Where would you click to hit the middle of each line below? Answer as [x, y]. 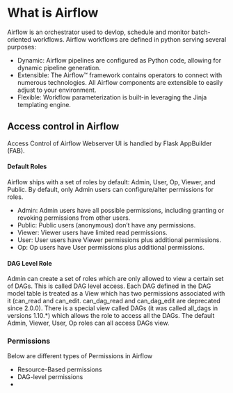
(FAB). [16, 150]
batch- [201, 32]
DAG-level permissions [50, 377]
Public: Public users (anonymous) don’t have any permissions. [106, 225]
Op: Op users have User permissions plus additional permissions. [111, 247]
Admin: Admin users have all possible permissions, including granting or [121, 210]
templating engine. [44, 104]
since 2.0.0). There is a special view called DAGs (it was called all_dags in [112, 308]
